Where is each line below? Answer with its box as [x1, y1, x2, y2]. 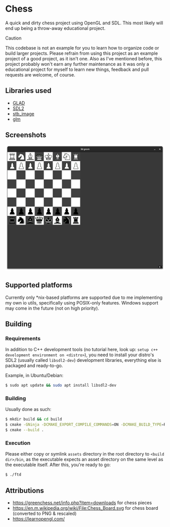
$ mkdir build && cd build [5, 417, 62, 422]
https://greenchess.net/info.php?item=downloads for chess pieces [12, 500, 152, 506]
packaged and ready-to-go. [5, 363, 63, 369]
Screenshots [5, 131, 47, 139]
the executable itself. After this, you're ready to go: [5, 462, 111, 468]
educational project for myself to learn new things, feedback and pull [5, 66, 149, 72]
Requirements [5, 335, 41, 342]
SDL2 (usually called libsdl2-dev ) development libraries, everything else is [5, 357, 161, 363]
